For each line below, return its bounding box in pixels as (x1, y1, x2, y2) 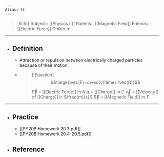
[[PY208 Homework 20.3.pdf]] (19, 126, 81, 132)
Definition (12, 44, 43, 53)
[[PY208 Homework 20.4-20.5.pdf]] (19, 131, 92, 137)
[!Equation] (31, 72, 54, 78)
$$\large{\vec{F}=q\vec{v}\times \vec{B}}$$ (50, 79, 141, 85)
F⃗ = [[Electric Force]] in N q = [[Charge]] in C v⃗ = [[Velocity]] (31, 89, 159, 95)
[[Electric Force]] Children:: (17, 25, 72, 32)
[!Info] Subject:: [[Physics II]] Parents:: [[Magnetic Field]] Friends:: (17, 20, 150, 26)
